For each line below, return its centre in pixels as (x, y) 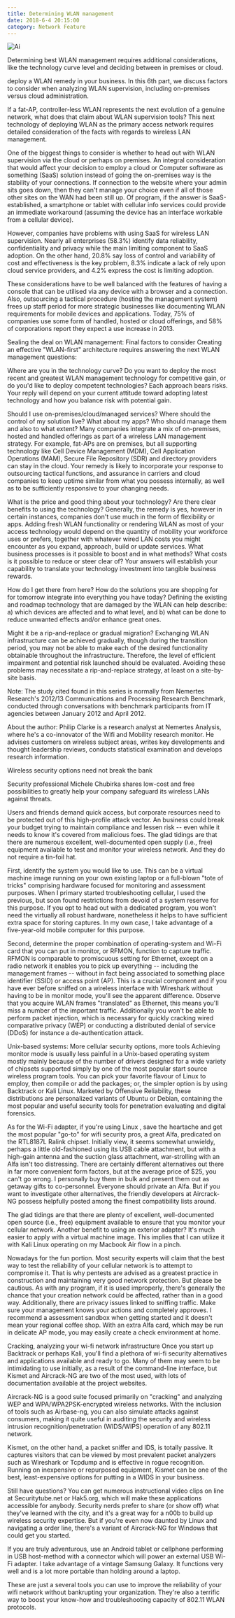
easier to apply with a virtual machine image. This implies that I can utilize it (116, 1237)
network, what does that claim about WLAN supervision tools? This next (111, 117)
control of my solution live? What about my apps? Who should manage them (117, 421)
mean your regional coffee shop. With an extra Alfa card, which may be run (115, 1325)
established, (25, 205)
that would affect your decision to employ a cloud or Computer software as (115, 168)
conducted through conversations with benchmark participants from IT (109, 706)
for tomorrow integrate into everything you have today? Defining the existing (117, 597)
